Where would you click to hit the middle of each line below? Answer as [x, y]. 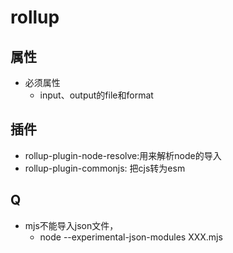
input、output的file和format [96, 95]
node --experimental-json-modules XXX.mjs [131, 237]
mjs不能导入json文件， [71, 225]
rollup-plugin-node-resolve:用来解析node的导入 [123, 155]
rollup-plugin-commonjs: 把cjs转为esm [105, 168]
